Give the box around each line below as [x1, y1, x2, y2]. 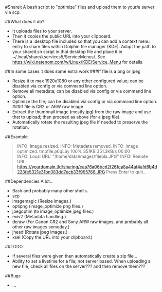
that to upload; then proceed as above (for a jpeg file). [12, 114, 121, 120]
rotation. [12, 124, 29, 130]
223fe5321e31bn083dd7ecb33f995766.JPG [17, 169, 106, 174]
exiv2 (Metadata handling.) [12, 214, 67, 219]
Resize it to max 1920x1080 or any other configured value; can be [12, 78, 144, 84]
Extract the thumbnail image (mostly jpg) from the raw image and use [12, 109, 151, 115]
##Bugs [5, 273, 21, 278]
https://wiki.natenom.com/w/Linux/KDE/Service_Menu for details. [12, 59, 144, 65]
